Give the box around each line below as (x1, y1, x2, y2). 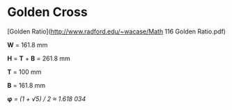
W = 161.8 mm (7, 40, 48, 49)
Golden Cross (7, 4, 88, 20)
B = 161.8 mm (7, 81, 46, 89)
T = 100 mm (7, 68, 42, 76)
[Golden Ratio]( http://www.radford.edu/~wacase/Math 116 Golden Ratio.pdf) (7, 27, 226, 36)
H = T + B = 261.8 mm (7, 54, 71, 63)
